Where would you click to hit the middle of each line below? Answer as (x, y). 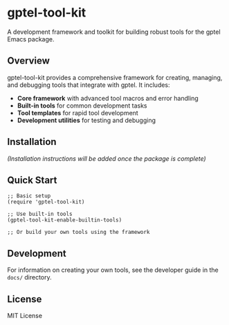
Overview (29, 61)
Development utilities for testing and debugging (86, 120)
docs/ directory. (29, 277)
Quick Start (32, 180)
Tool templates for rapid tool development (77, 112)
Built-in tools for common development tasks (82, 106)
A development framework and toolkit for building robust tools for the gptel (114, 32)
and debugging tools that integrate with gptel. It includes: (89, 85)
